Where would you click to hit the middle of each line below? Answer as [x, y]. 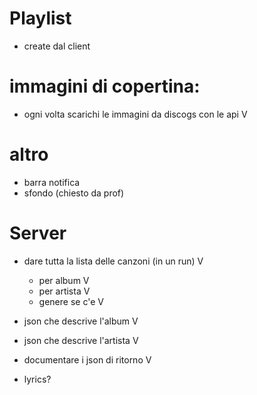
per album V [64, 280]
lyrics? [37, 379]
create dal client [57, 46]
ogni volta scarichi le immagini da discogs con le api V [135, 114]
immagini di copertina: [105, 86]
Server [38, 233]
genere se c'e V [71, 301]
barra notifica [52, 182]
